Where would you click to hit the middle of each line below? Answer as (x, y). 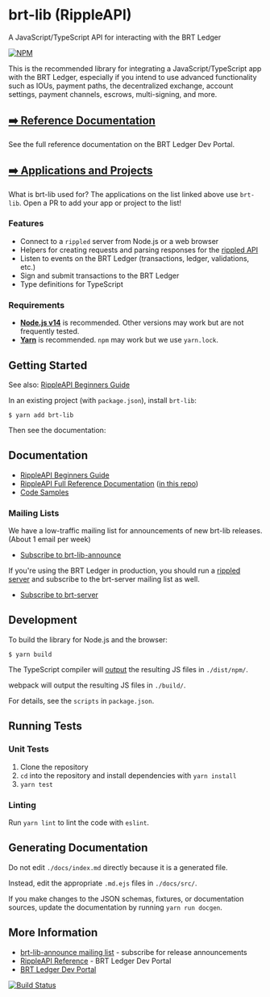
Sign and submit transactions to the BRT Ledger (100, 276)
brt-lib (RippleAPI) (70, 15)
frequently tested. (50, 331)
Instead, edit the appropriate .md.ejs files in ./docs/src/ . (103, 883)
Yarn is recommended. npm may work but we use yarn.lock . (119, 340)
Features (26, 224)
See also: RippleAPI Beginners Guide (69, 385)
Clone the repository (54, 767)
